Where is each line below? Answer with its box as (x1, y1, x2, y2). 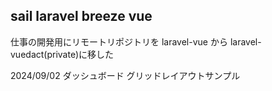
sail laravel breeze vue (10, 8, 153, 25)
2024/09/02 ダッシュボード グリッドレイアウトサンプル (10, 69, 241, 81)
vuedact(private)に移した (10, 48, 115, 60)
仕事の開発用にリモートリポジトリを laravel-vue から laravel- (10, 35, 262, 48)
